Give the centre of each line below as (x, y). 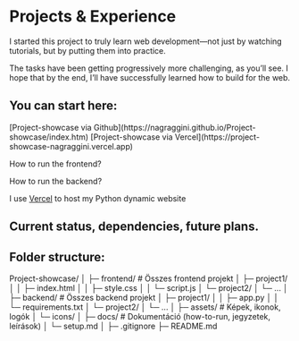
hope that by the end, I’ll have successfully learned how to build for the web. (150, 77)
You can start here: (63, 106)
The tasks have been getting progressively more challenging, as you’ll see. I (149, 68)
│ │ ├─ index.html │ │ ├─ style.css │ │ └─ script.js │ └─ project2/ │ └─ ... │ (149, 287)
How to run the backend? (56, 181)
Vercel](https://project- (217, 137)
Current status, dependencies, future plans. (134, 227)
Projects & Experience (93, 17)
